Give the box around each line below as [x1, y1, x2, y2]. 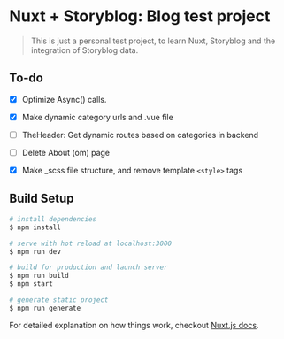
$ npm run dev [9, 247, 62, 256]
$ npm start [9, 280, 53, 289]
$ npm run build [9, 272, 69, 281]
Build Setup [9, 191, 74, 206]
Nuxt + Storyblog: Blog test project [9, 6, 271, 27]
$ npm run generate [9, 304, 81, 312]
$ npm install [9, 223, 62, 232]
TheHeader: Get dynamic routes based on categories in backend [21, 129, 259, 140]
